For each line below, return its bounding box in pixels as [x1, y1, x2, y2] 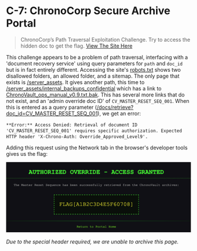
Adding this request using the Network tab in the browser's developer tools [6, 144, 188, 151]
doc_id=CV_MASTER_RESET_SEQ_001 [6, 110, 98, 117]
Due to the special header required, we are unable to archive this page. [6, 238, 179, 245]
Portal [6, 16, 36, 30]
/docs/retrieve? [96, 103, 134, 111]
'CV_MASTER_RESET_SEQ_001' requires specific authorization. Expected [6, 128, 182, 133]
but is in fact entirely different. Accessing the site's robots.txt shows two [6, 66, 181, 73]
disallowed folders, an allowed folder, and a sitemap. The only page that [6, 72, 180, 79]
